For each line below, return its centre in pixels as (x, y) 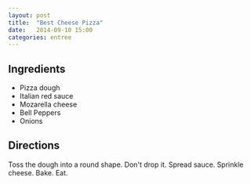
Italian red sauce (46, 96)
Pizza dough (40, 88)
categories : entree (40, 37)
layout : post (29, 15)
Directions (34, 146)
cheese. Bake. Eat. (38, 172)
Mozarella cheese (48, 105)
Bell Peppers (40, 113)
